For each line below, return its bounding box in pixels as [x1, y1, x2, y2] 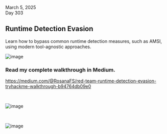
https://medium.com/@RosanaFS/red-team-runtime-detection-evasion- [5, 78, 157, 84]
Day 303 [5, 10, 23, 16]
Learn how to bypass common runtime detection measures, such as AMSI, [5, 38, 162, 44]
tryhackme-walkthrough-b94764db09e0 [5, 83, 91, 90]
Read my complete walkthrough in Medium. [5, 66, 116, 73]
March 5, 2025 [5, 5, 36, 10]
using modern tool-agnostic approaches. [5, 43, 91, 50]
